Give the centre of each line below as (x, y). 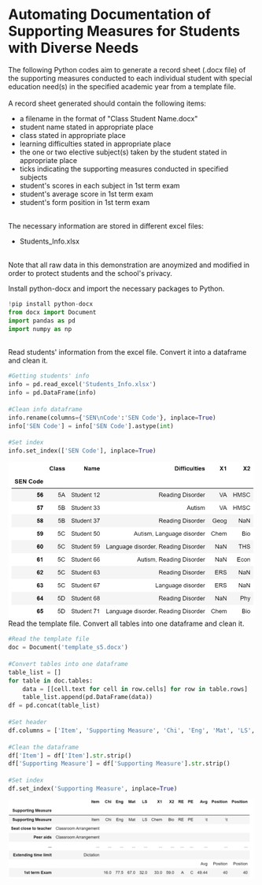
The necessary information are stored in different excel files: (106, 225)
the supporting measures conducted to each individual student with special (130, 78)
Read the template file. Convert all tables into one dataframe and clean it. (126, 623)
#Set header (28, 723)
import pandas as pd (42, 321)
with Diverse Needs (74, 48)
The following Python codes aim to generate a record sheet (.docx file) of (127, 69)
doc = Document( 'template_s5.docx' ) (68, 648)
